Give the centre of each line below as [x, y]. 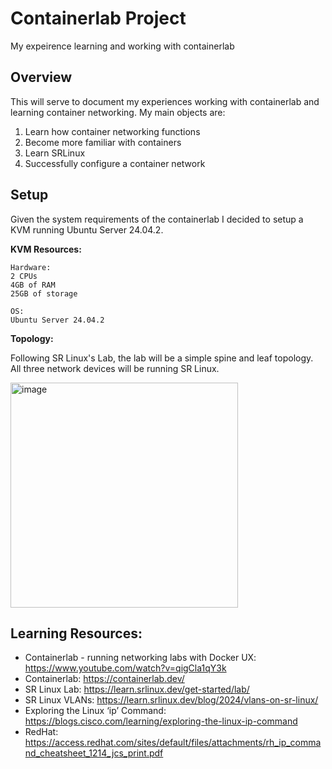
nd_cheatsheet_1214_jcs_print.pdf [94, 753]
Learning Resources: [76, 633]
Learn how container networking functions [112, 131]
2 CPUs [24, 276]
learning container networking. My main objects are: [118, 112]
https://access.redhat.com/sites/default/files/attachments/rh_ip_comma [173, 743]
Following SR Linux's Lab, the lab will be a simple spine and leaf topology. [162, 358]
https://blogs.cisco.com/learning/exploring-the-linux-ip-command [161, 721]
